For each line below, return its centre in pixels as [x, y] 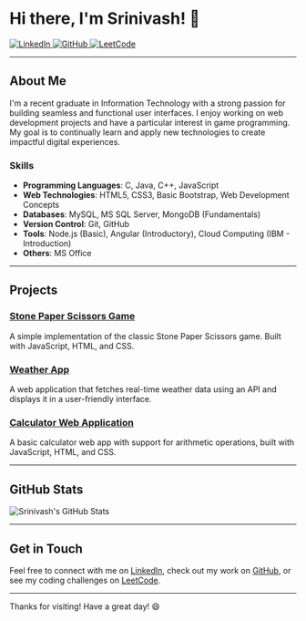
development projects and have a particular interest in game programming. [150, 122]
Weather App [40, 369]
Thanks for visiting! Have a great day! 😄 [85, 606]
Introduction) [47, 243]
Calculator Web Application [71, 422]
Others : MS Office [57, 254]
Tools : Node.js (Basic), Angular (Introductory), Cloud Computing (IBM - [156, 234]
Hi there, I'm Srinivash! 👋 [105, 19]
